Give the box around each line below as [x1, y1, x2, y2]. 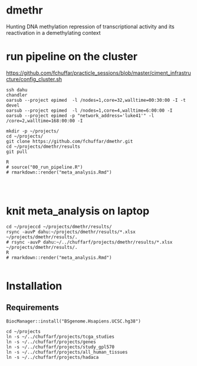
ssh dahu [6, 86, 28, 93]
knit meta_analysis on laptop [6, 204, 150, 218]
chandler [6, 92, 28, 98]
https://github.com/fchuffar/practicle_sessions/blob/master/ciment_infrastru [6, 69, 191, 76]
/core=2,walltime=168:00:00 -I [6, 118, 83, 124]
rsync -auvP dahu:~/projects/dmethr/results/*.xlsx [6, 229, 136, 235]
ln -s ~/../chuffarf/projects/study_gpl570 [6, 344, 115, 350]
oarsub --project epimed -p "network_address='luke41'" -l [6, 112, 155, 118]
